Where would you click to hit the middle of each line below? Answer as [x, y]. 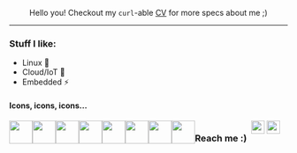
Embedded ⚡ [46, 82]
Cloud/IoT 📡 [43, 72]
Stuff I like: [33, 43]
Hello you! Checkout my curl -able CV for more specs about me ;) [148, 13]
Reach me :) [221, 138]
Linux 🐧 [36, 63]
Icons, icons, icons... [48, 106]
